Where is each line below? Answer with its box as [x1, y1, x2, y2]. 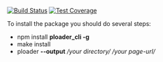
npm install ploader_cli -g [16, 33, 90, 41]
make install [16, 40, 51, 48]
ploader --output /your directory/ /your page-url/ [16, 48, 155, 55]
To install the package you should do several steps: [7, 20, 151, 27]
